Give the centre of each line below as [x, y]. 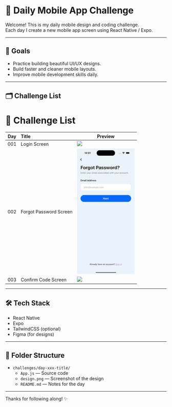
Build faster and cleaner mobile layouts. [54, 69]
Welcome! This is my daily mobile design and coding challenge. [72, 25]
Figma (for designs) [34, 334]
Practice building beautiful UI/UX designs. [57, 63]
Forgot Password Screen [47, 212]
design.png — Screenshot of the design [62, 378]
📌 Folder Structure [35, 355]
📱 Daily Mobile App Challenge [70, 11]
